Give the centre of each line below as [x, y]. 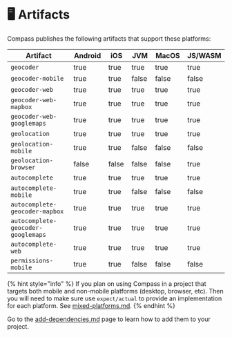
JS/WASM [204, 55]
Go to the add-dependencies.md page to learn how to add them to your [109, 319]
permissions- [32, 260]
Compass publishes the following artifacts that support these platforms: [109, 38]
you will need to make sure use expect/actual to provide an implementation [115, 298]
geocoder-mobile [37, 78]
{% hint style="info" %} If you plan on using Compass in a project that [107, 283]
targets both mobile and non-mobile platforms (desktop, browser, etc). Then [115, 291]
